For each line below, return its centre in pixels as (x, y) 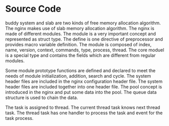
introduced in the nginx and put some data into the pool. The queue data (81, 92)
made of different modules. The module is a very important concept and (81, 34)
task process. (20, 118)
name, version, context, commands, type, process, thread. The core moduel (85, 50)
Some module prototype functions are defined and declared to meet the (80, 70)
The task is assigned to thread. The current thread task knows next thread (83, 107)
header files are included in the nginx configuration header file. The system (84, 81)
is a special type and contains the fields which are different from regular (80, 55)
